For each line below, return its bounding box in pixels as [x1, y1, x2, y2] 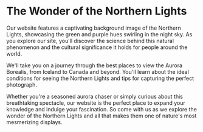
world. [6, 50, 22, 57]
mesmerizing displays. [6, 118, 63, 125]
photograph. [6, 81, 38, 88]
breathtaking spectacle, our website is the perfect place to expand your [6, 99, 185, 107]
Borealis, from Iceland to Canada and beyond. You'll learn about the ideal [6, 68, 190, 75]
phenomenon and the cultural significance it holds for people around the [6, 44, 188, 51]
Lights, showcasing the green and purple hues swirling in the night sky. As [6, 30, 193, 38]
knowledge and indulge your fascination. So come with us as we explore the [6, 105, 198, 113]
